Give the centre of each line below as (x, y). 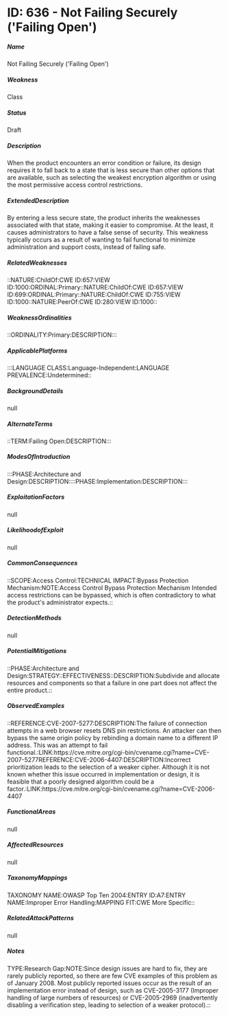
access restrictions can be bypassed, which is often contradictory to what (112, 595)
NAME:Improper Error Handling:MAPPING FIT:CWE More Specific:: (101, 902)
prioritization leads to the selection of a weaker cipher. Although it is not (109, 767)
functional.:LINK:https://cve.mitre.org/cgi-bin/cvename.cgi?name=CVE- (109, 752)
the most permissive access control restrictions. (75, 185)
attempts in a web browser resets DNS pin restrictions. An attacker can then (114, 730)
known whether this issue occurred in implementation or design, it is (103, 774)
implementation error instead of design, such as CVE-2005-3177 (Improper (113, 990)
